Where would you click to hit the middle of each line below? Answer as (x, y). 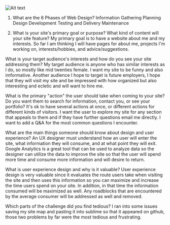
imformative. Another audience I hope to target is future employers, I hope (83, 75)
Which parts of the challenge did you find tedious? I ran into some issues (81, 206)
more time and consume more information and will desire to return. (75, 159)
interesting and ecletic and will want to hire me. (55, 86)
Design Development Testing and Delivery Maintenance (71, 23)
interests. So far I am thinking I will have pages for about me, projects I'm (89, 44)
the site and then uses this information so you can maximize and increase (82, 180)
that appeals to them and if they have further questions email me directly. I (83, 117)
